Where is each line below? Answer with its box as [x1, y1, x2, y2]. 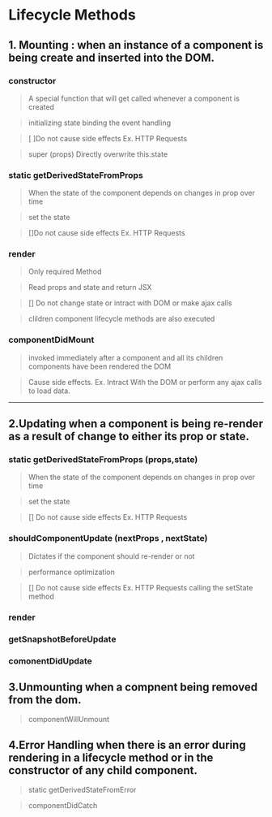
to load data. [28, 386, 70, 396]
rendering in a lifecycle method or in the [8, 750, 214, 764]
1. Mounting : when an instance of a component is [8, 38, 264, 52]
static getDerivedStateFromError [28, 785, 137, 795]
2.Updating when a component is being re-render [8, 417, 263, 431]
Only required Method [28, 266, 102, 277]
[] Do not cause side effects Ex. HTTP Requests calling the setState [28, 582, 253, 592]
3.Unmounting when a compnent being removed [8, 680, 257, 694]
